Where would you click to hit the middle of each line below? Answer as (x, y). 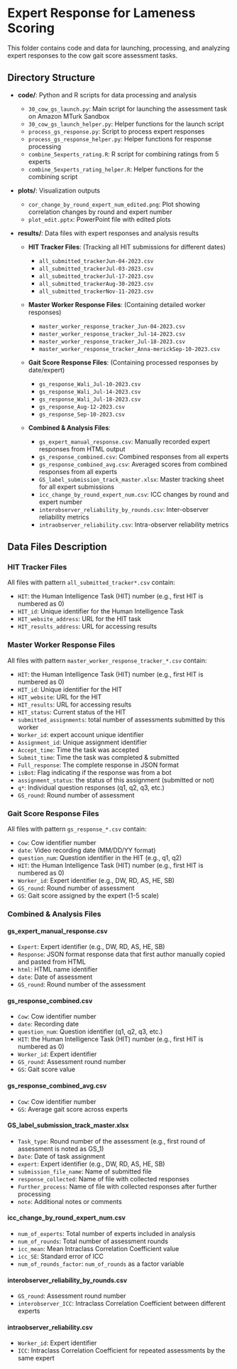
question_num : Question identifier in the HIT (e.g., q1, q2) (100, 858)
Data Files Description (57, 547)
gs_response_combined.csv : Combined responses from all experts (134, 456)
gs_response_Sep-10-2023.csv (82, 414)
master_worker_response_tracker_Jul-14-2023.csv (112, 334)
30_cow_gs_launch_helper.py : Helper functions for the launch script (126, 124)
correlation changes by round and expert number (100, 212)
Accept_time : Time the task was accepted (78, 750)
